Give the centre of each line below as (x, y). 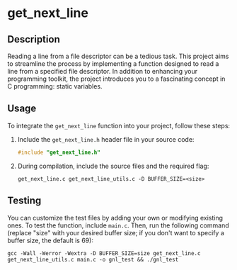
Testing (24, 201)
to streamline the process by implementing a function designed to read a (113, 64)
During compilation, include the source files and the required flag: (113, 166)
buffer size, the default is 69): (51, 240)
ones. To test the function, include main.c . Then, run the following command (118, 225)
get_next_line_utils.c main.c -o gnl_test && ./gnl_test (93, 259)
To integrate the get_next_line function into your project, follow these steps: (119, 125)
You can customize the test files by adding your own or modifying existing (115, 218)
